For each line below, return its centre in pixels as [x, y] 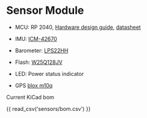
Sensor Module [45, 11]
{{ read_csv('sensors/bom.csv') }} [48, 108]
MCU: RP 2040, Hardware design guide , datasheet [78, 27]
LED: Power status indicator [49, 73]
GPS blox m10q [34, 85]
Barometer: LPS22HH [42, 50]
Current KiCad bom [30, 97]
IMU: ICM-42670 [36, 39]
